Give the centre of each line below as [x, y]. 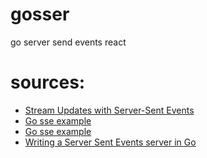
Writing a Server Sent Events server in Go [110, 142]
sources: [48, 82]
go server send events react [68, 42]
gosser [40, 14]
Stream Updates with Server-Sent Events [109, 110]
